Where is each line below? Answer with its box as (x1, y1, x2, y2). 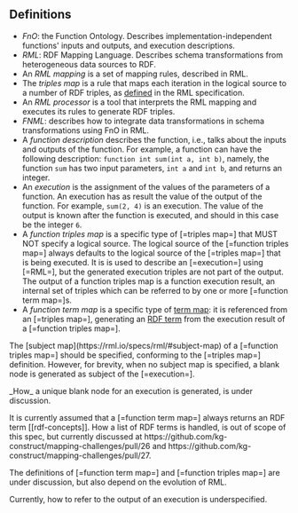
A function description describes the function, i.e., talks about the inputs (21, 134, 286, 145)
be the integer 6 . (21, 219, 82, 230)
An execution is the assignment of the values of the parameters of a (21, 181, 271, 192)
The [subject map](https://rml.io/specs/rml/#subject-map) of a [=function (9, 340, 278, 351)
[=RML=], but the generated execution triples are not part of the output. (21, 266, 284, 277)
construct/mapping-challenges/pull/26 (9, 440, 151, 451)
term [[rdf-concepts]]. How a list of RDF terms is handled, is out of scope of (9, 422, 286, 432)
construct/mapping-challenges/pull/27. (9, 450, 152, 461)
